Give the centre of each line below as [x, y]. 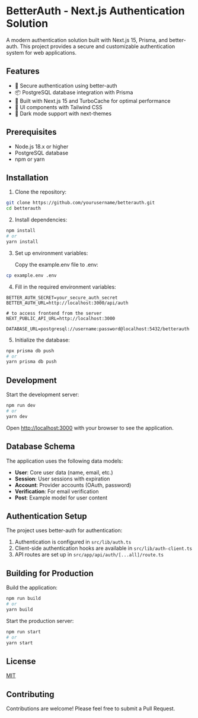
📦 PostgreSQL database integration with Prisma [74, 92]
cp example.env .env [32, 275]
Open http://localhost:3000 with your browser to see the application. [90, 428]
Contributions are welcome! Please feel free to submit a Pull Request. [91, 708]
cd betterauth [24, 208]
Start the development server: [43, 395]
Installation [27, 177]
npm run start [24, 632]
